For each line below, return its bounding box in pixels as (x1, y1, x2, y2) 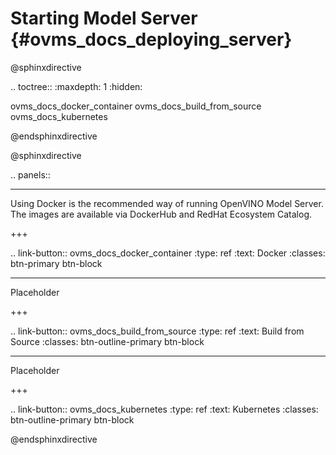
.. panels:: (10, 168, 51, 181)
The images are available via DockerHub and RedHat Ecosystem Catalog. (10, 208, 313, 220)
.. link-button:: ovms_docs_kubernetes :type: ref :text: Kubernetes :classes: (10, 403, 319, 415)
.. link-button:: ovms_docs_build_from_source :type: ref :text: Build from (10, 325, 305, 337)
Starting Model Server (10, 7, 198, 30)
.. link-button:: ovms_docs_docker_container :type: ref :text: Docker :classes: (10, 247, 326, 259)
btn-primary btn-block (10, 257, 103, 269)
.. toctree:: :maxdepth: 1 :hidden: (10, 80, 143, 92)
